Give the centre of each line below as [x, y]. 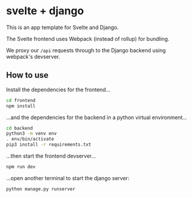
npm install [21, 106]
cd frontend [21, 100]
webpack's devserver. [33, 56]
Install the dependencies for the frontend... [58, 90]
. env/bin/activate [30, 139]
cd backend [20, 128]
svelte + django [45, 11]
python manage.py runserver [41, 189]
